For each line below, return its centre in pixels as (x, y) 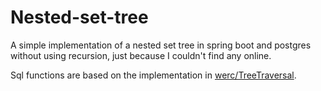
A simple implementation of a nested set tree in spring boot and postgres (161, 45)
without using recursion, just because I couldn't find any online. (141, 55)
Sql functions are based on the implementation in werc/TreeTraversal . (153, 75)
